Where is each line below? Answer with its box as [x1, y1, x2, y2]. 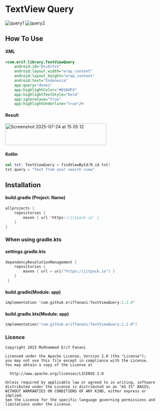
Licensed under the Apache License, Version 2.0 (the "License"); [5, 354, 146, 359]
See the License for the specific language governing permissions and [5, 398, 155, 403]
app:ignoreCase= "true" [14, 96, 61, 102]
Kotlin [5, 151, 18, 157]
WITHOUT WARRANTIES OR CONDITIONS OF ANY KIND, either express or [5, 389, 146, 394]
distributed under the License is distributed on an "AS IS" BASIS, [5, 385, 151, 390]
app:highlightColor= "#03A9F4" [14, 87, 77, 92]
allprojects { [5, 206, 35, 211]
